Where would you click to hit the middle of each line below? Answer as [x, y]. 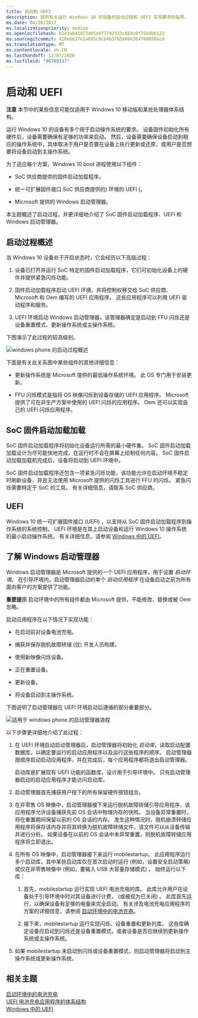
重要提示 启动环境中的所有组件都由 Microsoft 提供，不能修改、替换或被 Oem [99, 599]
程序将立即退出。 [35, 841]
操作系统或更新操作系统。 [46, 958]
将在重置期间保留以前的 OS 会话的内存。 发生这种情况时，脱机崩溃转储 [100, 819]
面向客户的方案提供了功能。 [40, 587]
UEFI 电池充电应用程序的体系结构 [46, 1001]
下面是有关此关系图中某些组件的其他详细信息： [63, 362]
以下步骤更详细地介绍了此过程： [45, 732]
